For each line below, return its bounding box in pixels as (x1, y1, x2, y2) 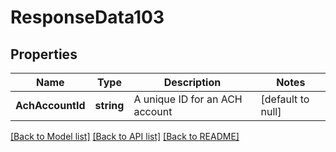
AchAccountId (15, 99, 86, 112)
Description (163, 76, 222, 89)
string (94, 99, 125, 112)
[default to (260, 92, 310, 106)
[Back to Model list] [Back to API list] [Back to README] (10, 131, 240, 142)
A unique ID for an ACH (133, 92, 243, 106)
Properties (10, 46, 78, 63)
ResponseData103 (10, 6, 165, 29)
